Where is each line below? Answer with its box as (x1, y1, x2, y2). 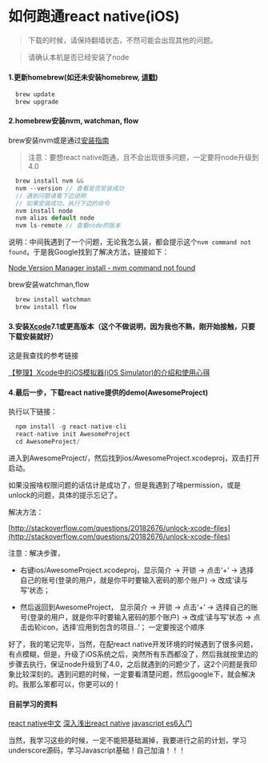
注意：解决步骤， (8, 548, 65, 557)
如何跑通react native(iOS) (8, 7, 180, 26)
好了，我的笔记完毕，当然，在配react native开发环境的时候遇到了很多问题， (8, 640, 258, 649)
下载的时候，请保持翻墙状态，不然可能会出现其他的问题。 (27, 35, 218, 45)
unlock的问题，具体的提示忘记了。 (8, 490, 122, 500)
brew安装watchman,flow (8, 279, 90, 289)
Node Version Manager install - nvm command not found (8, 263, 196, 273)
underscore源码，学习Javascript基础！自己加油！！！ (8, 745, 186, 755)
